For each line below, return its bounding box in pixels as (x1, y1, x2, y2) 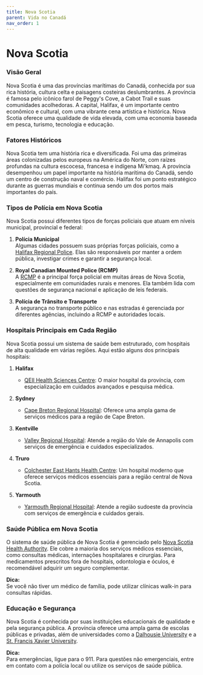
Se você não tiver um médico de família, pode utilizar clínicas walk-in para (6, 583, 192, 590)
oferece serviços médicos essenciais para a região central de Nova (24, 472, 193, 480)
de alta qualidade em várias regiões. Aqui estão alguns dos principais (6, 346, 180, 353)
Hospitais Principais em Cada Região (6, 326, 117, 334)
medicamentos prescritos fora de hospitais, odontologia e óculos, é (6, 558, 175, 566)
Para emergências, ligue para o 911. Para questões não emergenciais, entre (6, 656, 194, 663)
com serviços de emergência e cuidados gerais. (24, 509, 144, 517)
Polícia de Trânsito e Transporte (15, 298, 98, 305)
